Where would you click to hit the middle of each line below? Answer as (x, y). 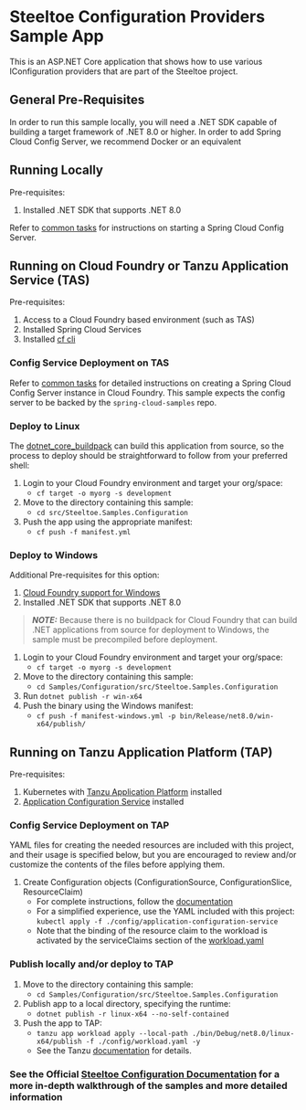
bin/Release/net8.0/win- (227, 716)
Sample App (57, 36)
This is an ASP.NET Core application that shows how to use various (136, 61)
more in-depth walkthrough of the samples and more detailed (148, 1085)
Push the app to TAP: (62, 1023)
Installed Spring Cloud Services (82, 330)
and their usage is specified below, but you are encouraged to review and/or (153, 855)
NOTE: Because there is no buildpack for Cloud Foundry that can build (164, 620)
